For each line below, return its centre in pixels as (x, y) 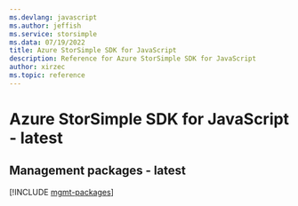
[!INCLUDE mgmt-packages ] (61, 192)
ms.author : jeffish (45, 26)
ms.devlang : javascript (53, 17)
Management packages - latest (98, 171)
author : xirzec (37, 67)
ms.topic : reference (48, 75)
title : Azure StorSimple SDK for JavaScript (93, 51)
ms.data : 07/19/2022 (48, 42)
